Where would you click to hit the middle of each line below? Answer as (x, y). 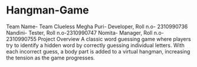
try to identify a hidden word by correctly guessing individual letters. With (95, 45)
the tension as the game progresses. (51, 58)
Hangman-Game (48, 10)
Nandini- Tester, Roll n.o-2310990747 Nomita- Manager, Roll (79, 32)
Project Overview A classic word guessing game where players (114, 39)
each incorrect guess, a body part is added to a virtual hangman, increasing (98, 51)
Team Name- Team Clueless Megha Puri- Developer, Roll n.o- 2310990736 (97, 26)
